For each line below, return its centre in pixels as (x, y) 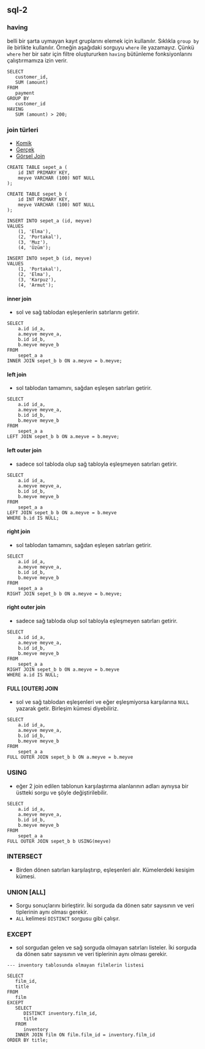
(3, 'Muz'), (33, 242)
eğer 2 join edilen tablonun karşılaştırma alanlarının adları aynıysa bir (102, 786)
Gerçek (25, 149)
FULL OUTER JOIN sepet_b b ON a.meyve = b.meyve (70, 757)
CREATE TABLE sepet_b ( (37, 194)
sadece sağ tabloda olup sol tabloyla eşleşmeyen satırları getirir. (97, 621)
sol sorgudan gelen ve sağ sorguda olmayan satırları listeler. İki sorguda (106, 947)
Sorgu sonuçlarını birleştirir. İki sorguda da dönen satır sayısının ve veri (105, 906)
